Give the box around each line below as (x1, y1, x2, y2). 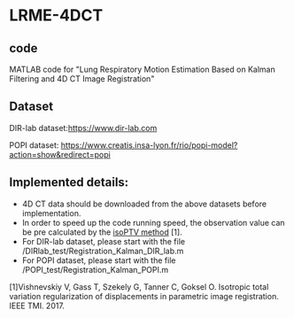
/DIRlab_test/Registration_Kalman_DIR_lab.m (21, 245, 184, 256)
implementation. (21, 207, 81, 218)
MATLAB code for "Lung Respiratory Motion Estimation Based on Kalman (9, 64, 276, 74)
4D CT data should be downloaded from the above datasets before (21, 198, 267, 209)
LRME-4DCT (9, 5, 104, 26)
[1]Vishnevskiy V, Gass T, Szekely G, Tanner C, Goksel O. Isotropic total (9, 281, 269, 292)
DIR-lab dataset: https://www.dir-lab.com (9, 122, 158, 133)
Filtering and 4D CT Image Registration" (9, 74, 155, 84)
